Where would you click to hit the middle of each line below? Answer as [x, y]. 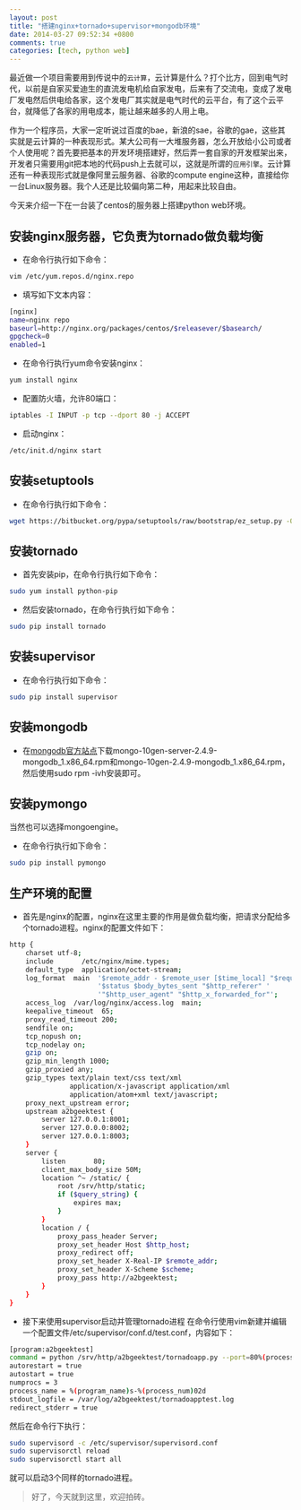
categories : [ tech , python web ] [69, 51]
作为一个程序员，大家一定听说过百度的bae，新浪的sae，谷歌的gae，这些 [143, 130]
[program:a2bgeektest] [52, 1350]
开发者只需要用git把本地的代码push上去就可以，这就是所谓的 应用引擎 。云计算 [150, 164]
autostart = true [42, 1375]
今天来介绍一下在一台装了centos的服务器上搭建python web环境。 [130, 205]
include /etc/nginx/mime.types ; [98, 961]
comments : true [38, 43]
